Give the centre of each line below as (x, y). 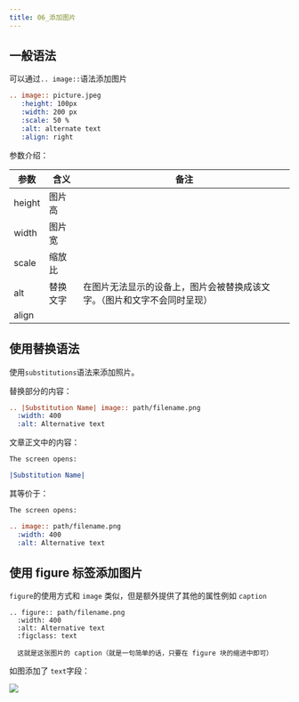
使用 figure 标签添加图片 (76, 573)
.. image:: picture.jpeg (55, 96)
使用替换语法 (44, 349)
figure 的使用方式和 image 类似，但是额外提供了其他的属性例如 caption (138, 596)
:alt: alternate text (61, 129)
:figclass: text (47, 636)
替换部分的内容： (40, 391)
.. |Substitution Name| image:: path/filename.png (105, 407)
